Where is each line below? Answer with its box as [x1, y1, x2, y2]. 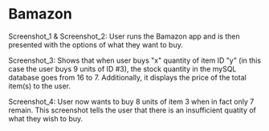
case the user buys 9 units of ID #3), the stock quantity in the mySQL [8, 63, 237, 73]
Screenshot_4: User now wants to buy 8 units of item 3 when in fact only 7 [8, 96, 255, 106]
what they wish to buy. [8, 113, 84, 123]
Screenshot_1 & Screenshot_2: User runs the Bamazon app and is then [8, 31, 241, 41]
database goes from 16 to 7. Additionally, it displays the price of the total [8, 72, 247, 82]
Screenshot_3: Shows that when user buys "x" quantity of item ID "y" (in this [8, 55, 262, 65]
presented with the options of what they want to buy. [8, 39, 183, 49]
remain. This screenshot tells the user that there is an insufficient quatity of [8, 105, 257, 115]
